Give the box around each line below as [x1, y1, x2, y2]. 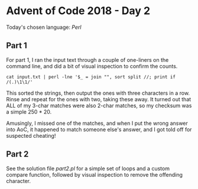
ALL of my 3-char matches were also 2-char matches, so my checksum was [6, 102, 192, 109]
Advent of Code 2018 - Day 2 [6, 4, 151, 18]
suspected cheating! [6, 132, 56, 139]
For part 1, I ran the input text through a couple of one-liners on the [6, 56, 169, 63]
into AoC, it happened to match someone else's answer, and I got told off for [6, 125, 192, 133]
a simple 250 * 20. [6, 108, 52, 115]
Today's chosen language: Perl [6, 24, 82, 31]
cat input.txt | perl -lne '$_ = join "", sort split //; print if [6, 74, 176, 80]
